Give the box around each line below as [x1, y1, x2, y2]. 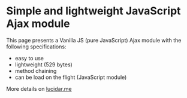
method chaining [14, 67, 57, 74]
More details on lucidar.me [6, 85, 72, 92]
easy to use [14, 54, 44, 62]
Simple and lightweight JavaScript [6, 4, 181, 18]
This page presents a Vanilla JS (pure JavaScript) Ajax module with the [6, 36, 182, 44]
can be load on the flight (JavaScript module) [14, 73, 127, 81]
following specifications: [6, 43, 67, 50]
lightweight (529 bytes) [14, 61, 73, 68]
